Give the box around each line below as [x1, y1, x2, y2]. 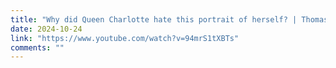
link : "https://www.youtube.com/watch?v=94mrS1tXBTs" [10, 33, 240, 43]
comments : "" [10, 42, 65, 53]
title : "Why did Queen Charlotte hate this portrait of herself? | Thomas [10, 14, 329, 25]
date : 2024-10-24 [10, 24, 83, 34]
